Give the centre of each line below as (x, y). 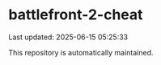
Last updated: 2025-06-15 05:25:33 (68, 37)
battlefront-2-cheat (76, 15)
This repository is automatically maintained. (81, 52)
